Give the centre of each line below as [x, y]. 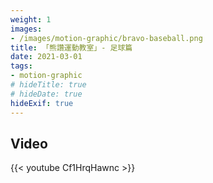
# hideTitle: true [48, 85]
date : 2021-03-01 [46, 57]
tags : [21, 66]
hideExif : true [42, 103]
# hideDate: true [46, 94]
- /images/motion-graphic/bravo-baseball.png [106, 38]
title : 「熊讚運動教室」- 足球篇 [71, 47]
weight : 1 [31, 19]
